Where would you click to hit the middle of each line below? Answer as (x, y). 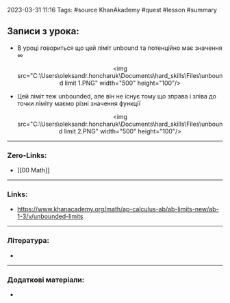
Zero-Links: (27, 155)
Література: (28, 241)
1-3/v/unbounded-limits (50, 216)
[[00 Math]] (33, 170)
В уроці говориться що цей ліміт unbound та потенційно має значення (119, 48)
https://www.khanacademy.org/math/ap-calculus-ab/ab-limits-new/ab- (118, 209)
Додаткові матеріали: (46, 280)
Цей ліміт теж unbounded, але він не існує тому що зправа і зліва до (117, 96)
